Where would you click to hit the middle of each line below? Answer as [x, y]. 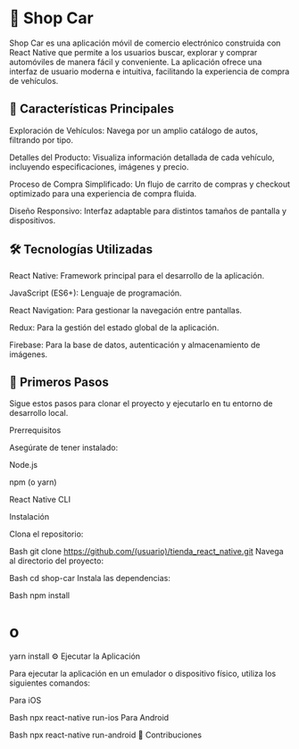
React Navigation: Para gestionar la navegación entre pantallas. [126, 310]
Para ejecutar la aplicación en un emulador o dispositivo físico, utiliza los [143, 674]
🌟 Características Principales [91, 109]
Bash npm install [40, 595]
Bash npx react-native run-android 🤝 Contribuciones [106, 735]
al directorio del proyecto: [57, 561]
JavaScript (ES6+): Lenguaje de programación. [96, 293]
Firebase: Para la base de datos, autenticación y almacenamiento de [135, 345]
